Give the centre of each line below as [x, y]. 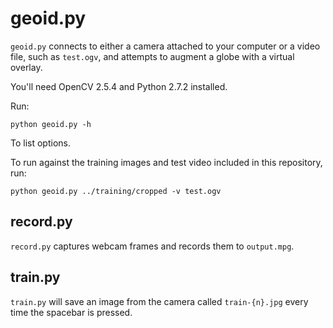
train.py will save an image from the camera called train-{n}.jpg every [159, 301]
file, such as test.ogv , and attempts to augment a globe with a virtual [152, 56]
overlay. [26, 67]
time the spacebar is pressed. [71, 312]
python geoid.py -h [51, 124]
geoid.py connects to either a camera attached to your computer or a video [165, 46]
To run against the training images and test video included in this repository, [166, 162]
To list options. [40, 143]
